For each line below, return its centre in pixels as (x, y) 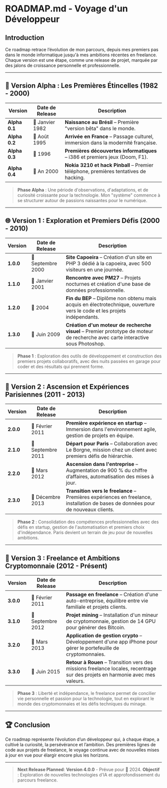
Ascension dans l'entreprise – (102, 464)
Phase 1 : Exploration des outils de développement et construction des (89, 356)
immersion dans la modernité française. (111, 142)
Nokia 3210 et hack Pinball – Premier (109, 165)
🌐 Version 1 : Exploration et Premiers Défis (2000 (83, 221)
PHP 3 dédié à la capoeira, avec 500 (109, 263)
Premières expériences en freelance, (109, 497)
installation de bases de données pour (110, 503)
